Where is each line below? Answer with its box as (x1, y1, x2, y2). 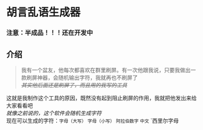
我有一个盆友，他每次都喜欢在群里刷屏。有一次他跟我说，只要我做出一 (21, 66, 196, 73)
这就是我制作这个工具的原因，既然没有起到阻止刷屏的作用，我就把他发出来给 (6, 94, 197, 102)
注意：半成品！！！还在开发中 (6, 28, 94, 37)
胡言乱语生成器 (6, 5, 81, 19)
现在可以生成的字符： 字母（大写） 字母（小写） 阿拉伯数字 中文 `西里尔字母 (6, 117, 179, 124)
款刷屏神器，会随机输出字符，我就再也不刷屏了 (21, 74, 138, 81)
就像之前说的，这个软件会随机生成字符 (6, 109, 101, 117)
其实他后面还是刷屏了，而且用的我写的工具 (21, 81, 127, 88)
